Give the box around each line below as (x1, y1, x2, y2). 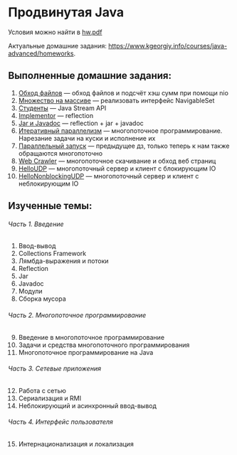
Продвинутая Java (8, 4, 124, 21)
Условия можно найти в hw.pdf (8, 28, 102, 36)
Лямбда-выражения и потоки (18, 257, 109, 265)
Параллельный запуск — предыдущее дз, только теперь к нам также (18, 141, 230, 150)
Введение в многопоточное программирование (18, 333, 165, 341)
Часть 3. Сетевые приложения (8, 364, 102, 373)
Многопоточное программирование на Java (18, 348, 154, 356)
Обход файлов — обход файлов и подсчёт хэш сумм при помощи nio (18, 88, 228, 97)
